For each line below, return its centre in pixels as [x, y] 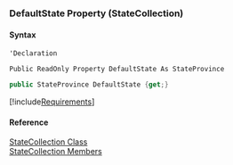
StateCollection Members [56, 152]
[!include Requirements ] [52, 102]
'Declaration [33, 54]
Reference [29, 122]
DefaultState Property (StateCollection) [96, 13]
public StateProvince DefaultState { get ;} [89, 85]
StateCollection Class [48, 142]
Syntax [23, 35]
